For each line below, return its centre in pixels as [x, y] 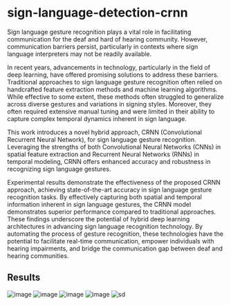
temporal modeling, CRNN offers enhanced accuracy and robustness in [109, 161]
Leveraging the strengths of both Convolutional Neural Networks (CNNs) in [114, 147]
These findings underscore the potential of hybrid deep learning [99, 219]
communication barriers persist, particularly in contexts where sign [103, 46]
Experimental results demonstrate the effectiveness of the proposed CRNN [114, 182]
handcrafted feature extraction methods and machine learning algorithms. [112, 89]
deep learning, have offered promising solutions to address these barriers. [113, 75]
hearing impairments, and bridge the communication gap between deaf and [115, 248]
